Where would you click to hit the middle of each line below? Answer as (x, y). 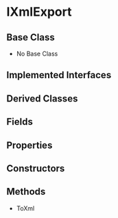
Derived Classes (42, 98)
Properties (29, 145)
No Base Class (37, 53)
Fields (20, 122)
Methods (26, 192)
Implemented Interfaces (59, 75)
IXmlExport (39, 12)
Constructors (36, 168)
